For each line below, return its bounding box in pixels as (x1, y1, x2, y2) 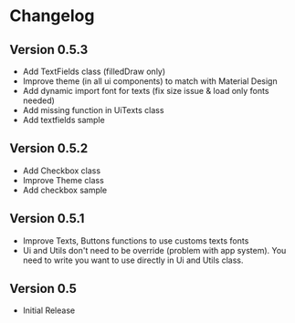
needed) (22, 95, 55, 106)
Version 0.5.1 (9, 211, 85, 226)
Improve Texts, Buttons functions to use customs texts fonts (22, 234, 249, 246)
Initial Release (22, 305, 76, 316)
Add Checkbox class (22, 165, 101, 176)
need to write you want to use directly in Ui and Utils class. (22, 255, 244, 266)
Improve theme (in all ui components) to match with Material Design (22, 76, 278, 87)
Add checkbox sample (22, 184, 108, 195)
